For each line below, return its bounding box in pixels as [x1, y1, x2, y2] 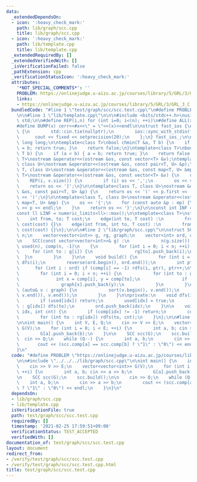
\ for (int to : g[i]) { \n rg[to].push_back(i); [16, 249, 188, 255]
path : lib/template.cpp [16, 42, 75, 48]
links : [16, 96, 33, 102]
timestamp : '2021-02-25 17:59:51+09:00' [11, 423, 111, 429]
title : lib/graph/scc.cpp [16, 31, 80, 36]
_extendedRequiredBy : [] [11, 52, 72, 58]
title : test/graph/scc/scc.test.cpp [6, 467, 96, 473]
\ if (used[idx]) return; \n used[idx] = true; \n [16, 298, 175, 304]
